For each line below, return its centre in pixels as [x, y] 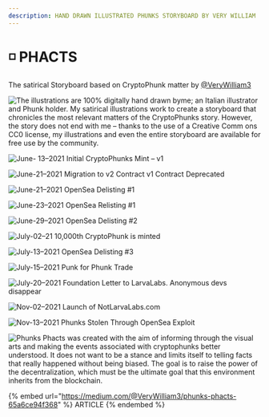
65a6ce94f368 [33, 404]
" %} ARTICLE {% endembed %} [111, 404]
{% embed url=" [35, 396]
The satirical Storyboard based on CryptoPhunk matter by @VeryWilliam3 [130, 84]
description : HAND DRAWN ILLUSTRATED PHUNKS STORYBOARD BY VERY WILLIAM [132, 16]
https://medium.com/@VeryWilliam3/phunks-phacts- [149, 396]
